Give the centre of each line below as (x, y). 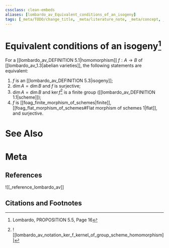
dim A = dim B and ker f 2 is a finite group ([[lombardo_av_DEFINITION (84, 92)
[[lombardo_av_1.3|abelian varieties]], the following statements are (73, 65)
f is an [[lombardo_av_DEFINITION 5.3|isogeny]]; (63, 80)
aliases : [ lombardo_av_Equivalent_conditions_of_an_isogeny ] (71, 15)
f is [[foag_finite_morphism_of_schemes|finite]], (62, 103)
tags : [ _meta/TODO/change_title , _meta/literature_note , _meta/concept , (83, 19)
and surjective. (28, 113)
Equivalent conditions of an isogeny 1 (83, 45)
